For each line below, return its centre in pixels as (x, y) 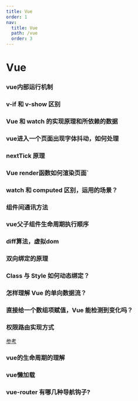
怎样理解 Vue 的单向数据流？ (46, 293)
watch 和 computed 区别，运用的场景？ (62, 190)
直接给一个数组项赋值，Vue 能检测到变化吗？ (70, 310)
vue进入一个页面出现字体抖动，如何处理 (62, 138)
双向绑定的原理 (27, 259)
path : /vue (25, 33)
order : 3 (22, 39)
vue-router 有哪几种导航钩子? (48, 392)
